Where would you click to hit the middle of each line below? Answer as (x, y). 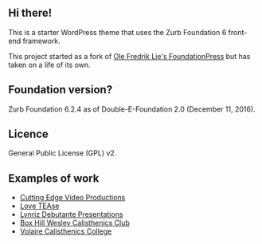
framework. (42, 41)
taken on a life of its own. (49, 65)
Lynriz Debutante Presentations (71, 214)
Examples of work (54, 178)
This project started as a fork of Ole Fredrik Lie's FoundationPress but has (129, 56)
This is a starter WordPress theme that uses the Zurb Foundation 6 (117, 32)
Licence (29, 134)
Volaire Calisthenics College (66, 231)
